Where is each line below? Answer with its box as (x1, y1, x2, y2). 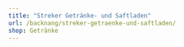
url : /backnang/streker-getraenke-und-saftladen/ (8, 19, 177, 27)
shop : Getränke (8, 26, 59, 34)
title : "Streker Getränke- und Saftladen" (8, 11, 151, 20)
